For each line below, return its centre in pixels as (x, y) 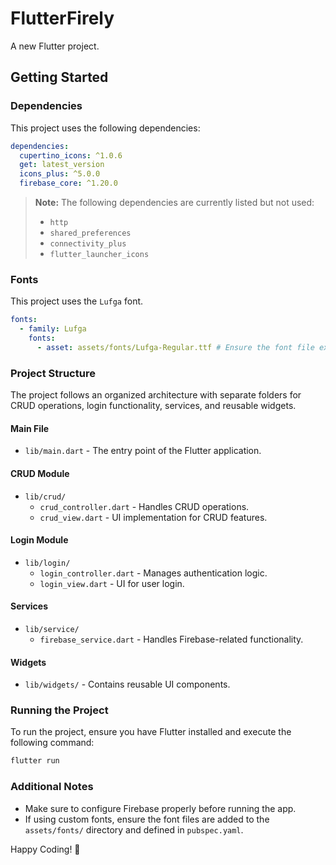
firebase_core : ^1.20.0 (68, 183)
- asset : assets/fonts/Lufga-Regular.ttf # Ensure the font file (175, 347)
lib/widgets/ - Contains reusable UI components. (127, 684)
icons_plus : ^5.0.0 (60, 174)
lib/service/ (52, 629)
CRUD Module (40, 473)
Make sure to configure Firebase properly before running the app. (160, 808)
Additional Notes (52, 787)
